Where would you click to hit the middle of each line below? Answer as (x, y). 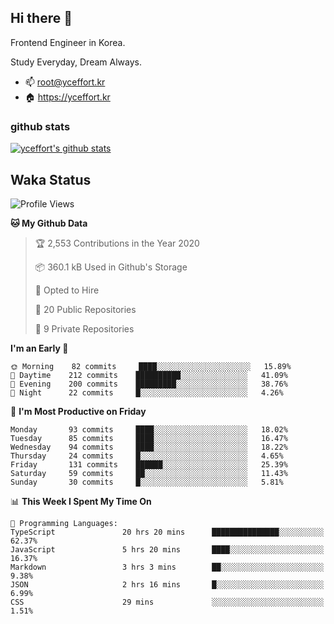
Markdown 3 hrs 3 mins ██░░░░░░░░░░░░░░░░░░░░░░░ (167, 567)
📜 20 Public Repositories (85, 309)
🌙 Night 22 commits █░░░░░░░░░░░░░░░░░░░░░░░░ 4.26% (147, 392)
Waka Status (51, 179)
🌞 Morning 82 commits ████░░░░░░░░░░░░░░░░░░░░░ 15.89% (151, 366)
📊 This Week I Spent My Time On (81, 501)
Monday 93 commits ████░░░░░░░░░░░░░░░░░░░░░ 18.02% (149, 429)
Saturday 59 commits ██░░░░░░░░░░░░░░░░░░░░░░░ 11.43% (149, 473)
